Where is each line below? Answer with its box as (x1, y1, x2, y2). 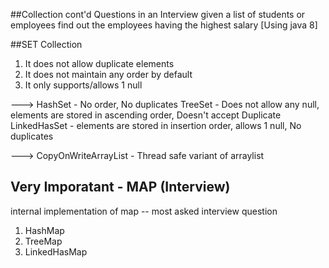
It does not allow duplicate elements (24, 58, 175, 69)
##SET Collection (10, 39, 83, 50)
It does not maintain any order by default (24, 69, 193, 80)
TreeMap (24, 235, 63, 247)
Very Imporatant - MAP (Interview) (10, 179, 231, 196)
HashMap (24, 224, 65, 236)
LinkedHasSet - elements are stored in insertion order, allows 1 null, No (10, 120, 302, 131)
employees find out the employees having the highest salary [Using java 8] (10, 19, 318, 31)
